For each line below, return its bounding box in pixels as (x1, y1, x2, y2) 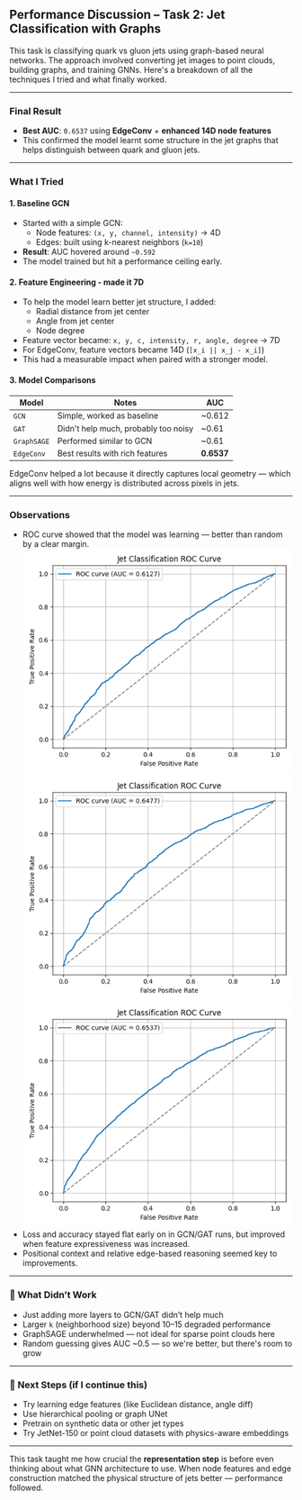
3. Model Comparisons (9, 375, 96, 386)
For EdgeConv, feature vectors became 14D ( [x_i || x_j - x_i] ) (22, 344, 265, 355)
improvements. (22, 1258, 78, 1268)
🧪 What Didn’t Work (9, 1288, 97, 1301)
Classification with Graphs (9, 22, 162, 37)
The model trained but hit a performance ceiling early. (22, 256, 223, 267)
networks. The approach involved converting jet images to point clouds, (9, 54, 276, 66)
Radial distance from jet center (35, 306, 150, 317)
